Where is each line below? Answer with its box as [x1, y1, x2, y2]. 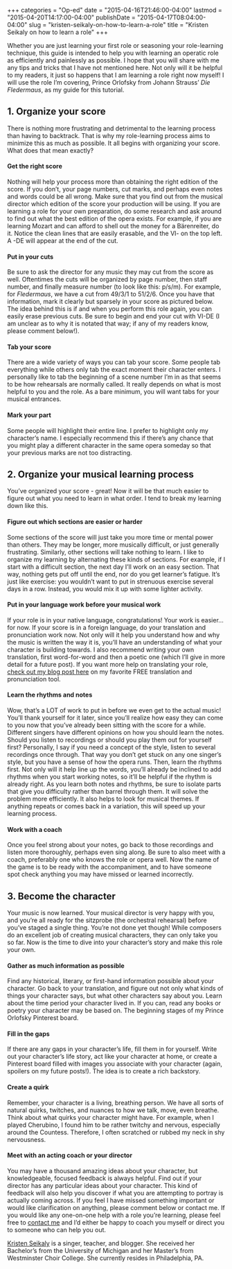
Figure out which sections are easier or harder [7, 518, 143, 526]
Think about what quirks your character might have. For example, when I [7, 1113, 215, 1121]
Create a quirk [7, 1083, 49, 1091]
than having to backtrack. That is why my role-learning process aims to [7, 131, 211, 139]
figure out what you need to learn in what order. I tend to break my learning [7, 494, 222, 502]
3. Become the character [7, 890, 116, 902]
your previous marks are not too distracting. [7, 448, 133, 457]
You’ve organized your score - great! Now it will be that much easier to [7, 487, 209, 495]
